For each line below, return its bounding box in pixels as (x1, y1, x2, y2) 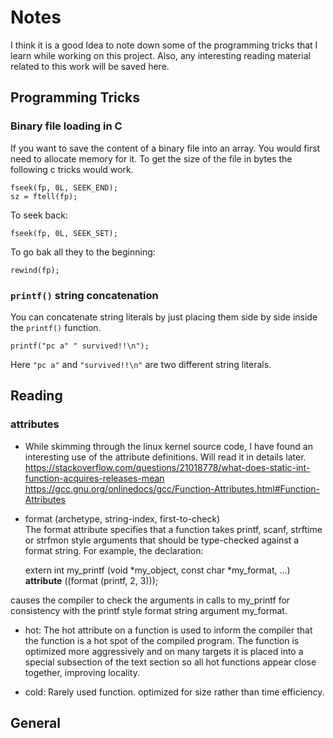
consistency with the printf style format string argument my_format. (10, 604, 288, 616)
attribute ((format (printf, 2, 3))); (24, 574, 158, 586)
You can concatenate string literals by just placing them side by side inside (10, 311, 318, 323)
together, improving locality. (24, 666, 140, 678)
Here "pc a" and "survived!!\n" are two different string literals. (10, 358, 272, 370)
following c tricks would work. (10, 163, 134, 175)
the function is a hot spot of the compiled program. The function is (24, 634, 300, 646)
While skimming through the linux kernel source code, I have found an (24, 440, 313, 452)
